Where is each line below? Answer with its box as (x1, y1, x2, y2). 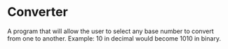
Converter (7, 4, 68, 20)
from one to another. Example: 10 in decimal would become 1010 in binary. (7, 34, 221, 42)
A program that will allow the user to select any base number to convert (7, 27, 214, 35)
